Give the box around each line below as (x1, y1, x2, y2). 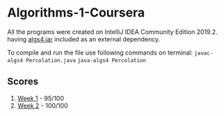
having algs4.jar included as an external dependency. (7, 35, 161, 43)
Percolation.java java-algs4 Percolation (25, 57, 146, 64)
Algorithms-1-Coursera (7, 5, 145, 21)
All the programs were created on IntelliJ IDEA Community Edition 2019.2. (7, 28, 218, 36)
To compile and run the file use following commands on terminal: (7, 48, 193, 57)
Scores (7, 76, 39, 88)
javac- (194, 50, 214, 57)
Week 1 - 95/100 (17, 94, 65, 102)
